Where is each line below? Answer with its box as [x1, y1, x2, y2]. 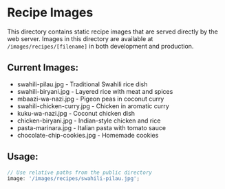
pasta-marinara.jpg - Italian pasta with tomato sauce [17, 123, 167, 131]
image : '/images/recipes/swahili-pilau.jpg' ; [7, 175, 140, 182]
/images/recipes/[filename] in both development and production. [7, 42, 194, 50]
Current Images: [7, 62, 79, 73]
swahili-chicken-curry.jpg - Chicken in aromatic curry [17, 101, 170, 110]
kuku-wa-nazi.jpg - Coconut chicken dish [17, 109, 136, 117]
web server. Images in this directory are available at [7, 34, 153, 42]
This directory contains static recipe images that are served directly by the [7, 27, 218, 36]
